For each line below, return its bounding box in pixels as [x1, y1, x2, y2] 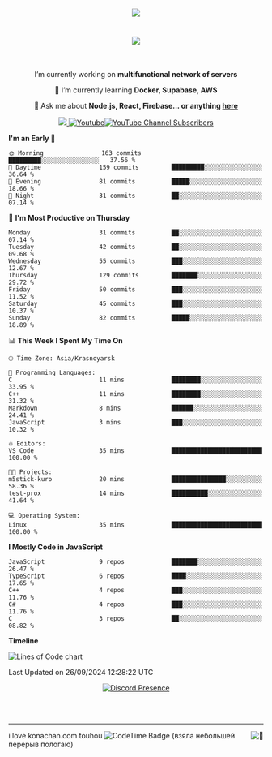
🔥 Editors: [8, 440, 46, 448]
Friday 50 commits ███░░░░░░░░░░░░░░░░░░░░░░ [8, 286, 263, 294]
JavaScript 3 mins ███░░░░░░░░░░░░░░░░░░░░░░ [8, 419, 263, 427]
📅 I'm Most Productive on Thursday [8, 213, 130, 223]
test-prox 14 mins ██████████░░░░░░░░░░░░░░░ [8, 489, 263, 498]
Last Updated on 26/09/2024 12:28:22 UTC [8, 668, 154, 677]
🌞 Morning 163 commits [8, 149, 142, 157]
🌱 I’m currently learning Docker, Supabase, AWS [54, 85, 218, 95]
